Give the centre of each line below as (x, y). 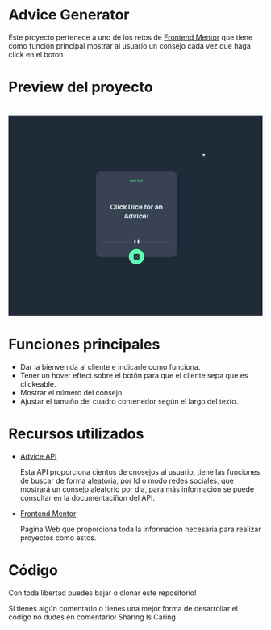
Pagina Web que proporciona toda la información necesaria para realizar (140, 529)
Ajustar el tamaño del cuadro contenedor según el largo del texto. (129, 401)
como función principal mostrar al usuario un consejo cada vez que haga (130, 45)
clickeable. (38, 384)
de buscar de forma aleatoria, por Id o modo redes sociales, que (127, 480)
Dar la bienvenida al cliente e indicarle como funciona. (110, 366)
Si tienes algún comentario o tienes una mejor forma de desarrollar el (123, 608)
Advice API (38, 456)
